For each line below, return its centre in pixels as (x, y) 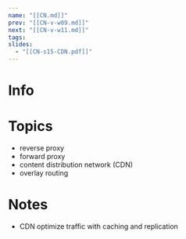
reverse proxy (42, 148)
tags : (17, 37)
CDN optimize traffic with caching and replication (98, 226)
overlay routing (44, 173)
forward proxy (42, 157)
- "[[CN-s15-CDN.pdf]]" (54, 52)
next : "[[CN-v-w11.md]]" (48, 30)
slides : (21, 45)
